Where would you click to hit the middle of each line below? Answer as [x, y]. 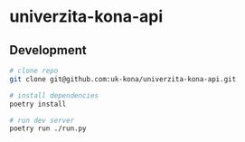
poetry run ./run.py [48, 128]
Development [48, 50]
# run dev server [42, 120]
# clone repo [34, 71]
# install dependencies [54, 95]
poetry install [38, 104]
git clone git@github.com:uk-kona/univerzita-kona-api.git [123, 79]
